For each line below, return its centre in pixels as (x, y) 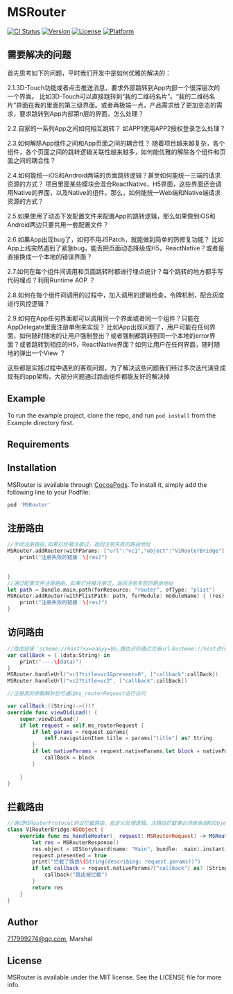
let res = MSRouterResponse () (76, 842)
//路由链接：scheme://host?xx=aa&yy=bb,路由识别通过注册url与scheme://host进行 (117, 649)
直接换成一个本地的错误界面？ (50, 257)
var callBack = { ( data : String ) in (59, 655)
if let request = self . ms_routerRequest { (82, 726)
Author (23, 922)
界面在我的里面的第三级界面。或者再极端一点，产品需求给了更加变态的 (116, 105)
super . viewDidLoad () (49, 719)
